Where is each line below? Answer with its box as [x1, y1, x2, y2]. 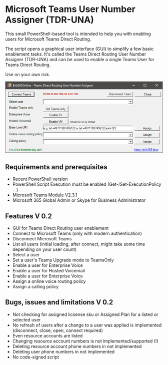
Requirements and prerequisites [5, 163, 107, 171]
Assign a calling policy [12, 284, 59, 290]
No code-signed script [12, 354, 59, 360]
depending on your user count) [12, 246, 77, 252]
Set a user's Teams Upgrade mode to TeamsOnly [12, 257, 114, 263]
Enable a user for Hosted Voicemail [12, 268, 85, 274]
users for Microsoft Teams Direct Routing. [5, 36, 91, 42]
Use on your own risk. [5, 71, 50, 77]
